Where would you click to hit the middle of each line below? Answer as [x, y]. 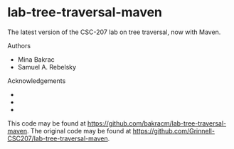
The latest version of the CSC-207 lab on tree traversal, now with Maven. [114, 32]
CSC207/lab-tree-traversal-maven [58, 138]
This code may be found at [47, 123]
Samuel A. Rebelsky [47, 67]
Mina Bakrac [36, 59]
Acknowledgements [37, 81]
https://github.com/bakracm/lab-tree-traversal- [157, 123]
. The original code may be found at [79, 131]
